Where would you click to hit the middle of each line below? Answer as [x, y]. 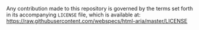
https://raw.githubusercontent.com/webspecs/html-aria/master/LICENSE [97, 21]
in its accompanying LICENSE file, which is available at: [73, 15]
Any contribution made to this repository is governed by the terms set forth [100, 9]
